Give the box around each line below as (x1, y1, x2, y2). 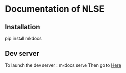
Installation (5, 23, 40, 31)
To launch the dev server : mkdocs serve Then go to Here (5, 62, 121, 68)
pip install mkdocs (5, 35, 42, 41)
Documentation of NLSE (5, 3, 105, 15)
